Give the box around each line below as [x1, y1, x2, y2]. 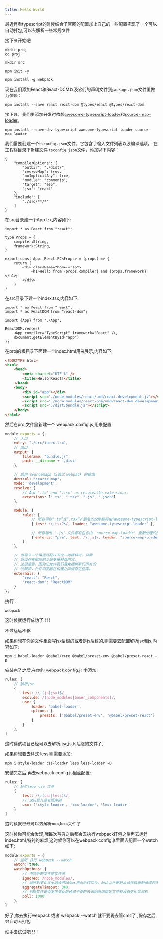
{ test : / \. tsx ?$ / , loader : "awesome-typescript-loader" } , [31, 521, 155, 526]
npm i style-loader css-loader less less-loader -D [5, 761, 112, 766]
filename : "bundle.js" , [22, 454, 70, 459]
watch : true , [14, 862, 40, 867]
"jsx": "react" [22, 186, 53, 191]
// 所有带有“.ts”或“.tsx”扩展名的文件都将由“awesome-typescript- [31, 517, 156, 522]
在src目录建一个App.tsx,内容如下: [5, 216, 72, 222]
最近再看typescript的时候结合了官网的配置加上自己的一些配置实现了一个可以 [5, 21, 157, 27]
